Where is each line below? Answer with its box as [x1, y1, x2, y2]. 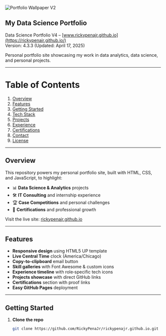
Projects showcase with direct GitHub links [12, 274, 101, 280]
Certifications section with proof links [12, 279, 90, 286]
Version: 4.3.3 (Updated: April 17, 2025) [5, 42, 85, 48]
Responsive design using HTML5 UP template [12, 248, 107, 254]
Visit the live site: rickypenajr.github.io [5, 216, 83, 222]
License [12, 137, 29, 143]
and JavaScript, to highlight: [5, 175, 63, 181]
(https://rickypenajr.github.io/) [5, 37, 67, 43]
